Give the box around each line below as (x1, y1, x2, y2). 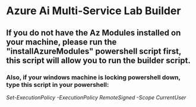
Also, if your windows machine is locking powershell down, (6, 73, 181, 81)
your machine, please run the (6, 37, 117, 47)
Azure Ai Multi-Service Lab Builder (6, 4, 181, 18)
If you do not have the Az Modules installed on (6, 28, 181, 38)
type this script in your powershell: (6, 80, 109, 89)
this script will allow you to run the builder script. (6, 55, 191, 66)
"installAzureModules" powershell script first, (6, 46, 182, 56)
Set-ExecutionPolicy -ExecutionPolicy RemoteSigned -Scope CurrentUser (6, 93, 186, 101)
